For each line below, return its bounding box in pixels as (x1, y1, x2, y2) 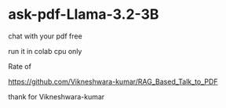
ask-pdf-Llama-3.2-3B (8, 5, 159, 23)
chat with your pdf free (8, 31, 82, 41)
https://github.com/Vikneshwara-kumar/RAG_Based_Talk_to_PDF (8, 77, 218, 86)
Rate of (8, 61, 31, 71)
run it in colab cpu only (8, 46, 82, 56)
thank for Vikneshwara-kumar (8, 92, 105, 101)
